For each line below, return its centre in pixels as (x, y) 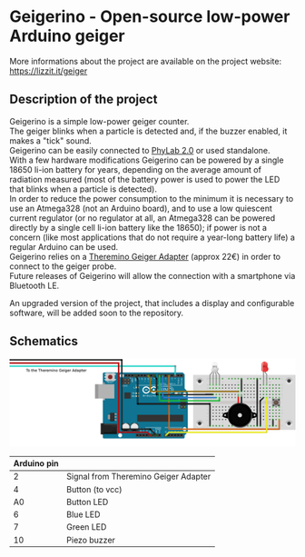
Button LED (88, 502)
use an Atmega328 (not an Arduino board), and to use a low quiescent (141, 208)
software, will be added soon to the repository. (97, 313)
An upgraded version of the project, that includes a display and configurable (152, 303)
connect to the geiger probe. (63, 266)
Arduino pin (36, 463)
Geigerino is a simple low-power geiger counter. (99, 121)
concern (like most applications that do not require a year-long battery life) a (152, 237)
